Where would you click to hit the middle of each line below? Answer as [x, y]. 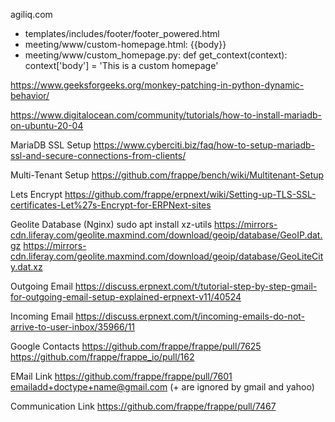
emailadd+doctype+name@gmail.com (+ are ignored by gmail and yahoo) [162, 387]
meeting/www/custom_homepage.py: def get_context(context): [156, 55]
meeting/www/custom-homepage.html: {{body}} [125, 44]
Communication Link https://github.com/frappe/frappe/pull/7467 [143, 406]
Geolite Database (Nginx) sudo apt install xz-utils [111, 224]
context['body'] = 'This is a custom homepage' [121, 65]
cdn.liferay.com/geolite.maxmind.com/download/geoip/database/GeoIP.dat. [166, 235]
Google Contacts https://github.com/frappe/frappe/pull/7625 [136, 346]
